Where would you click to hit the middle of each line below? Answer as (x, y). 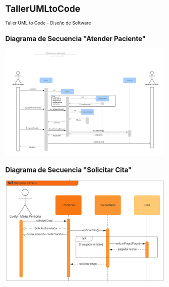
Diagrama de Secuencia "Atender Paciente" (76, 39)
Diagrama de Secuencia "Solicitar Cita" (69, 170)
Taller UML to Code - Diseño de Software (48, 23)
